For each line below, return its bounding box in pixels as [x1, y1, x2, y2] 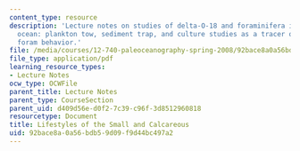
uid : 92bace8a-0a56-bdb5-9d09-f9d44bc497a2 [9, 129, 174, 138]
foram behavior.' [17, 37, 82, 47]
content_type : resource [9, 12, 98, 22]
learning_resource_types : [9, 63, 105, 72]
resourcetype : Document [9, 112, 98, 121]
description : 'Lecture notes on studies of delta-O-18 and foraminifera [9, 21, 286, 30]
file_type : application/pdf [9, 54, 114, 63]
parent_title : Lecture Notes [9, 87, 118, 96]
